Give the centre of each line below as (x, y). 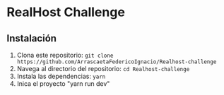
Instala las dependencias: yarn (61, 76)
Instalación (32, 38)
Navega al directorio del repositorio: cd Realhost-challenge (103, 69)
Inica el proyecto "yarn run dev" (63, 84)
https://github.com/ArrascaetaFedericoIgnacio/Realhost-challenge (117, 62)
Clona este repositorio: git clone (65, 55)
